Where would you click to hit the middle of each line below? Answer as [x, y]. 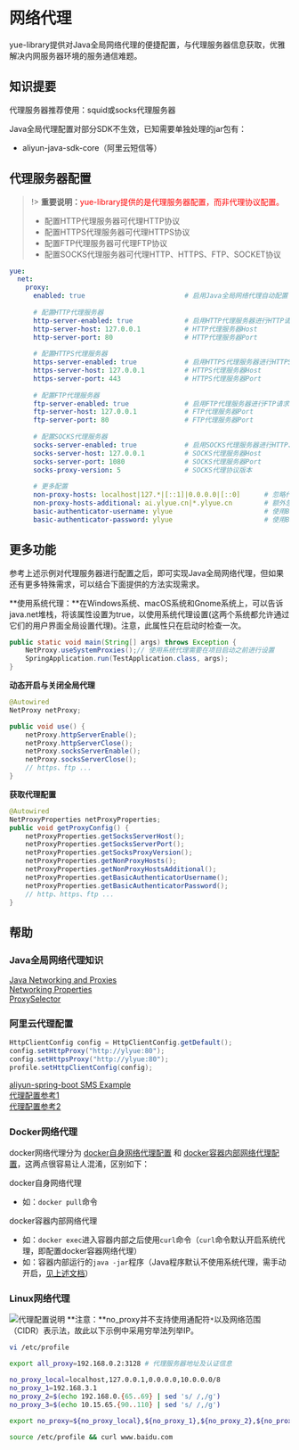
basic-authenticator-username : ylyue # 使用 [159, 511]
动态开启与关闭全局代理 [52, 685]
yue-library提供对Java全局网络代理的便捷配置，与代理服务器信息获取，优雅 [147, 45]
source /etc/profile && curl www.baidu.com [91, 1437]
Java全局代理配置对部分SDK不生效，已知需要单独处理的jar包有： [128, 128]
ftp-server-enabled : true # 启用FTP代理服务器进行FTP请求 [161, 404]
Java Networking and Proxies [63, 980]
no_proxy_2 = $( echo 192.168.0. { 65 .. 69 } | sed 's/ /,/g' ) [115, 1396]
